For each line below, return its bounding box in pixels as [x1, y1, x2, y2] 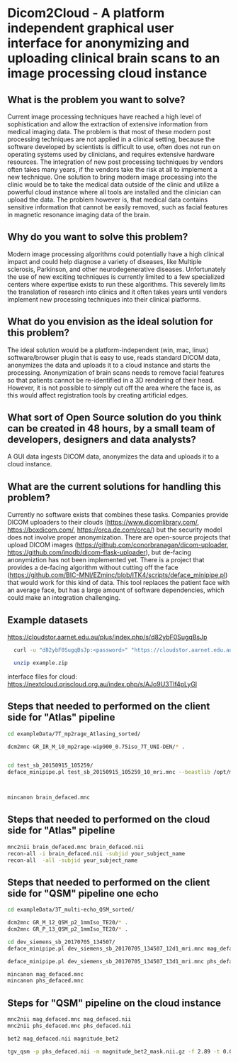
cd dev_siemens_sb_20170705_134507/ [7, 938, 115, 946]
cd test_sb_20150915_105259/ [7, 762, 93, 770]
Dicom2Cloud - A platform [7, 5, 165, 21]
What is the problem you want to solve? [7, 94, 186, 106]
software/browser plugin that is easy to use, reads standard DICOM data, [7, 353, 221, 361]
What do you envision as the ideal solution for [7, 316, 214, 328]
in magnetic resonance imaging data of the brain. [7, 211, 151, 219]
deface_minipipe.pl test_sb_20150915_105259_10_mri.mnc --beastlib [7, 769, 211, 776]
